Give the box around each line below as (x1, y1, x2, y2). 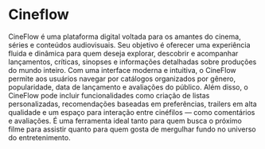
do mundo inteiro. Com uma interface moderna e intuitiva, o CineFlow (8, 65, 236, 74)
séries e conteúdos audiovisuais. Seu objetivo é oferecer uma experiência (8, 40, 251, 49)
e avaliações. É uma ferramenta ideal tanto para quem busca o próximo (8, 116, 243, 125)
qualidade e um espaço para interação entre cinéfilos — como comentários (8, 107, 255, 117)
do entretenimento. (8, 132, 71, 142)
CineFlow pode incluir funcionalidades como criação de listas (8, 90, 210, 100)
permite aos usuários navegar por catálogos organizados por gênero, (8, 74, 236, 83)
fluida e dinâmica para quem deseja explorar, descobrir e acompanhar (8, 48, 239, 58)
